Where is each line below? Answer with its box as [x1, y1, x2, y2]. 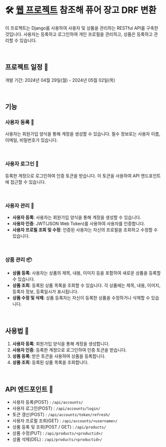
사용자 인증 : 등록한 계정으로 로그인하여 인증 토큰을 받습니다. [12, 347, 127, 353]
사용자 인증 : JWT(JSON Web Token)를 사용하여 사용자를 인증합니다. [12, 221, 145, 226]
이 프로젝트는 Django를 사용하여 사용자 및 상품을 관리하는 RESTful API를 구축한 [5, 25, 159, 31]
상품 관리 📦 [5, 256, 32, 263]
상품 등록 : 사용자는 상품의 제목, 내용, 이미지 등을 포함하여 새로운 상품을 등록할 [12, 270, 161, 276]
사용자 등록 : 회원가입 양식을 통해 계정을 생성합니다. [12, 341, 110, 347]
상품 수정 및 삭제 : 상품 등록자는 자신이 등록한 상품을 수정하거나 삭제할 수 [12, 295, 150, 301]
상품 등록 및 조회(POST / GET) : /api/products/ [12, 424, 106, 430]
